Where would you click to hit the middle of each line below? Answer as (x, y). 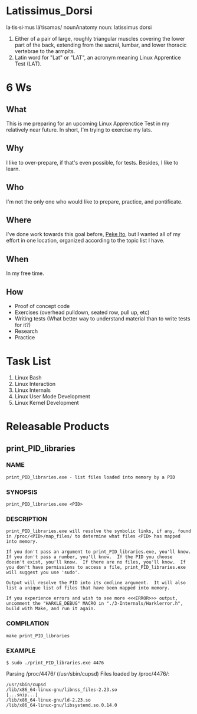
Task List (29, 361)
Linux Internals (33, 390)
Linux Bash (28, 377)
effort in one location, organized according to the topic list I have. (86, 241)
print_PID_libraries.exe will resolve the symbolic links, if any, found (99, 531)
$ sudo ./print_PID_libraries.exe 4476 (55, 663)
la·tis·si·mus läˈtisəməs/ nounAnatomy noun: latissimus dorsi (79, 27)
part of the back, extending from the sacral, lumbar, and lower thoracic (101, 45)
